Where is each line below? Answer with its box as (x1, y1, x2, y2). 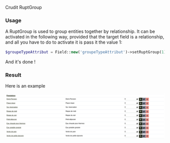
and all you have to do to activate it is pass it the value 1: (5, 39, 122, 45)
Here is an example (5, 83, 46, 89)
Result (5, 71, 22, 79)
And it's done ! (5, 59, 36, 65)
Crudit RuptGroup (5, 5, 42, 10)
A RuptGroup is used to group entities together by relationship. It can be (5, 28, 155, 34)
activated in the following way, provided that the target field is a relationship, (5, 34, 164, 40)
